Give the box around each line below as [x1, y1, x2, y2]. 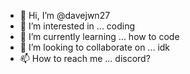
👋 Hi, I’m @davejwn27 [19, 10, 111, 21]
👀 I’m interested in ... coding [19, 20, 136, 32]
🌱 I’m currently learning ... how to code [19, 31, 180, 42]
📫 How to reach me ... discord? [19, 53, 151, 64]
